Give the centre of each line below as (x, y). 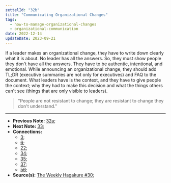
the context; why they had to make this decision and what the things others (84, 85)
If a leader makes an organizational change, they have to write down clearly (84, 53)
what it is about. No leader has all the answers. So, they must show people (83, 58)
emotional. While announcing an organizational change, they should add (81, 69)
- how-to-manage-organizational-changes (53, 24)
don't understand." (37, 106)
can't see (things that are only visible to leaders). (56, 91)
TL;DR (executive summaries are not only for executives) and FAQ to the (81, 74)
